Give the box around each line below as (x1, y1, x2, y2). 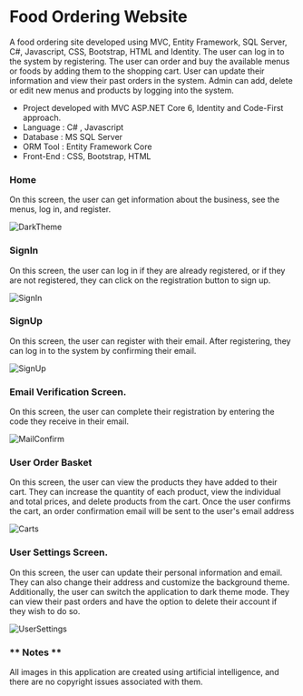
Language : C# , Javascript (22, 121, 124, 133)
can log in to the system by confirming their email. (9, 345, 197, 356)
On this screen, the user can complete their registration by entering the (9, 407, 275, 418)
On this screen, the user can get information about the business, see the (9, 194, 280, 206)
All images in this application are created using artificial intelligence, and (9, 667, 279, 678)
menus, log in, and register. (9, 204, 112, 215)
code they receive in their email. (9, 416, 130, 427)
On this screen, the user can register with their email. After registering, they (9, 335, 291, 347)
